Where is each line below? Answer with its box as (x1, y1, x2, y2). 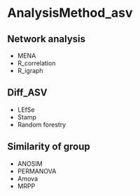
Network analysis (7, 33, 86, 45)
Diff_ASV (7, 86, 48, 99)
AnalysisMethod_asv (7, 5, 133, 21)
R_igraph (17, 67, 43, 74)
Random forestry (17, 120, 66, 129)
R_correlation (17, 59, 56, 67)
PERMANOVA (17, 166, 57, 175)
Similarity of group (7, 141, 90, 152)
